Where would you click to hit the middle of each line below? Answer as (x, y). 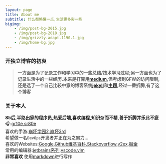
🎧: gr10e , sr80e (21, 124)
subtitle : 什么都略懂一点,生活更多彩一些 (44, 19)
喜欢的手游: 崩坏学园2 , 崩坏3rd (36, 131)
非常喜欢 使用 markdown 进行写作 (39, 156)
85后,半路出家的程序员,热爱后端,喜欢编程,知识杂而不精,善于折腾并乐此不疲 (82, 118)
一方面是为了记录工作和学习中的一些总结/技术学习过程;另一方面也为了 (90, 73)
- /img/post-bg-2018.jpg (40, 33)
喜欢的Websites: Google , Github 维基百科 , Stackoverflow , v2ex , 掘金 (71, 144)
